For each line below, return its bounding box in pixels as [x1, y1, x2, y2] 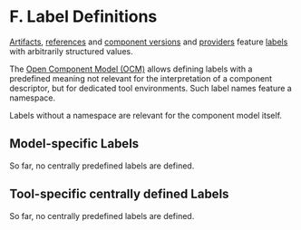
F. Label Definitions [9, 6, 158, 27]
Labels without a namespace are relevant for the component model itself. [9, 110, 283, 120]
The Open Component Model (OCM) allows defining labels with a [9, 63, 253, 74]
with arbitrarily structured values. [9, 45, 133, 56]
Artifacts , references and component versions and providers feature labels [9, 36, 288, 47]
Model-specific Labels [9, 136, 140, 151]
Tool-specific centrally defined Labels [9, 187, 229, 202]
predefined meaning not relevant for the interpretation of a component [9, 72, 273, 83]
